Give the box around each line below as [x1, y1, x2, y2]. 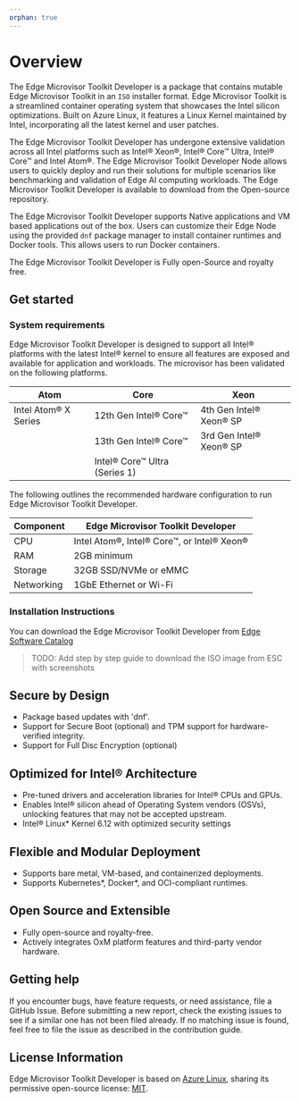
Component [13, 520, 65, 533]
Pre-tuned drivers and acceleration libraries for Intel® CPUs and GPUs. [21, 790, 283, 801]
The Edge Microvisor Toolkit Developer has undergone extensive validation [9, 136, 286, 147]
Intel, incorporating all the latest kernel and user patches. [9, 119, 220, 130]
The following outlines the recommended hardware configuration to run [9, 489, 272, 501]
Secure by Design [9, 687, 110, 702]
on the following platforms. [9, 367, 108, 378]
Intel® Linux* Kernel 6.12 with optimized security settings [21, 819, 232, 829]
